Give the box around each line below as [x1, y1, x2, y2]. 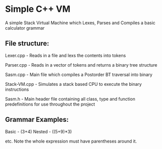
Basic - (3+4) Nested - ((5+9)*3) [5, 128, 72, 134]
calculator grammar [5, 25, 45, 31]
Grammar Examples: [5, 115, 69, 124]
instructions [5, 86, 29, 92]
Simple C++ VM [5, 3, 71, 15]
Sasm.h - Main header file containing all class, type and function [5, 96, 135, 102]
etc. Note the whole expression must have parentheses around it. [5, 138, 137, 144]
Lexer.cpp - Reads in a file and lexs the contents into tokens [5, 52, 126, 58]
